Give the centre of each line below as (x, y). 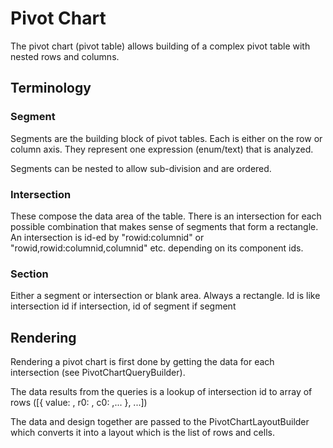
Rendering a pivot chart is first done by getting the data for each (142, 362)
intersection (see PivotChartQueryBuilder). (98, 373)
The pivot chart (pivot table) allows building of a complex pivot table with (160, 46)
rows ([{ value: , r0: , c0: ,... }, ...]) (79, 403)
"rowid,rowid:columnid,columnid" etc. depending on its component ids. (157, 248)
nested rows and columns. (65, 56)
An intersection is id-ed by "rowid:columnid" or (107, 237)
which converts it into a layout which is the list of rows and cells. (142, 433)
